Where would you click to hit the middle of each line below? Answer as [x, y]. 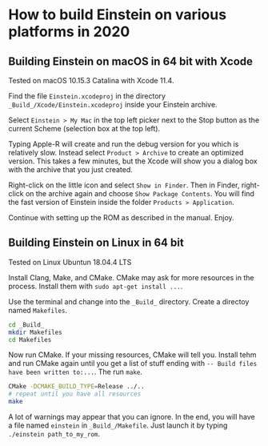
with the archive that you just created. [71, 169]
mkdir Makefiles [35, 332]
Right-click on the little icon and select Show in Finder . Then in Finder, [124, 185]
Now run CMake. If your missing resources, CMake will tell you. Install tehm [133, 355]
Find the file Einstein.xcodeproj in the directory [87, 96]
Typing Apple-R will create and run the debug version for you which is [124, 144]
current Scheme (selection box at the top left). [84, 129]
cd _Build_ [26, 325]
